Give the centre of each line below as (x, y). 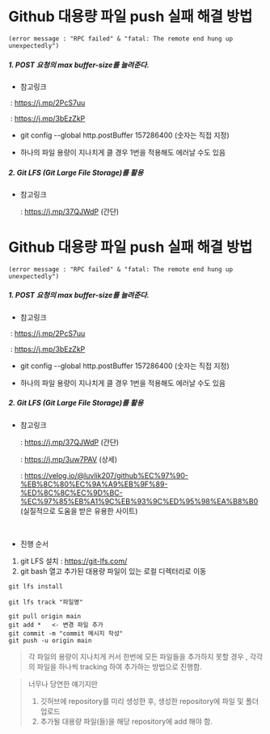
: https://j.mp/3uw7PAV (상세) (69, 459)
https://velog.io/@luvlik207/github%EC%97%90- (106, 475)
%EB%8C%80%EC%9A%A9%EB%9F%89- (94, 484)
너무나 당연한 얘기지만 (63, 684)
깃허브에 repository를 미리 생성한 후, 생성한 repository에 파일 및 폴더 (149, 701)
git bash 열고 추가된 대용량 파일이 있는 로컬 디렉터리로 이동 (113, 571)
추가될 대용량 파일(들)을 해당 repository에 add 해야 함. (126, 721)
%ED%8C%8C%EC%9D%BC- (71, 492)
